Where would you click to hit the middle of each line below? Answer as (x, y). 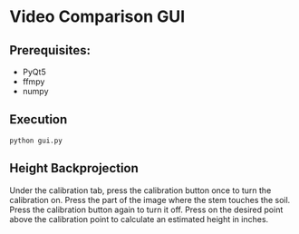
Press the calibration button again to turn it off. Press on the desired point (146, 210)
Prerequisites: (50, 50)
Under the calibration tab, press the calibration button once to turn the (140, 190)
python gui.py (36, 141)
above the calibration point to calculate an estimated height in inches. (139, 219)
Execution (39, 120)
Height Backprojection (74, 168)
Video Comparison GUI (97, 17)
